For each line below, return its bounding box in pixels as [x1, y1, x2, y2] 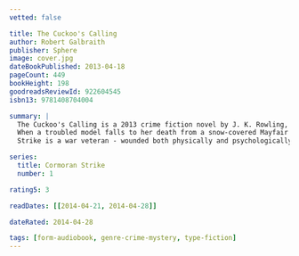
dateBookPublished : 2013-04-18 [9, 62, 125, 71]
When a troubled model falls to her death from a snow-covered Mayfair [17, 128, 289, 137]
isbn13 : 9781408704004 [9, 95, 93, 104]
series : [9, 153, 38, 161]
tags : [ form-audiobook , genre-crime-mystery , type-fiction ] [9, 234, 238, 243]
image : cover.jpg [9, 54, 74, 63]
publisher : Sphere [9, 45, 77, 54]
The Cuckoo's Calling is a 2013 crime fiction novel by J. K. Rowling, [17, 120, 289, 129]
